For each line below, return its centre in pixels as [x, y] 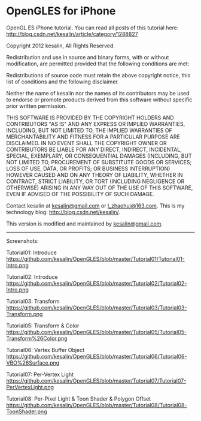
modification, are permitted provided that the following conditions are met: [98, 64]
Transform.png [25, 314]
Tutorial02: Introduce [32, 276]
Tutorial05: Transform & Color [43, 326]
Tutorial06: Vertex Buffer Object [45, 350]
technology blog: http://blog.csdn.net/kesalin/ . [63, 212]
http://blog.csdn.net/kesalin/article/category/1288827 [72, 34]
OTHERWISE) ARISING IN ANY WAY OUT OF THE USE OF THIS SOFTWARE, [100, 188]
